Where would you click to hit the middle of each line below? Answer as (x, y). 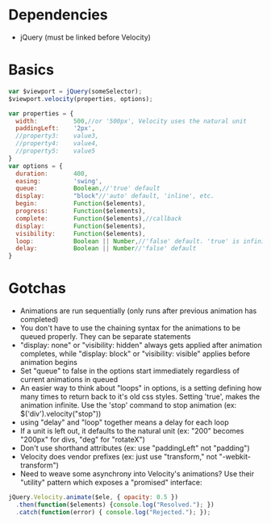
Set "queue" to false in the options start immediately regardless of (130, 371)
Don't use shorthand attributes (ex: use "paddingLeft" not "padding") (135, 448)
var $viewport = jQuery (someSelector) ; (75, 91)
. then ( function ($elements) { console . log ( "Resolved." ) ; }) (115, 505)
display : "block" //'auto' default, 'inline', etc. (115, 196)
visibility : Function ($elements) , (81, 233)
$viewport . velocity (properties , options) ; (81, 99)
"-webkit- (235, 457)
